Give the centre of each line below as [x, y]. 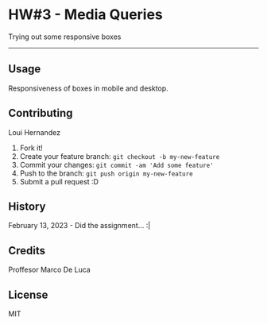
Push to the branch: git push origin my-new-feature [106, 173]
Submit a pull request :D [59, 181]
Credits [27, 251]
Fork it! [31, 148]
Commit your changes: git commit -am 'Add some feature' [117, 164]
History [27, 206]
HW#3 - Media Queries [85, 15]
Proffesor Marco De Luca [50, 270]
